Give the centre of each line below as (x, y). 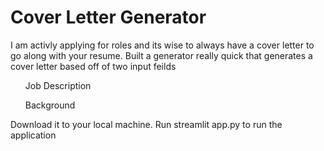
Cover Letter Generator (108, 17)
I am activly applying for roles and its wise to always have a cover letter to (162, 45)
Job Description (58, 85)
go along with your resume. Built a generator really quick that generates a (161, 55)
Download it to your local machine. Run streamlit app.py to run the (146, 124)
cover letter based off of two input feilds (93, 66)
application (33, 135)
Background (50, 105)
